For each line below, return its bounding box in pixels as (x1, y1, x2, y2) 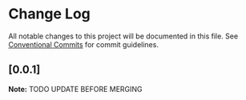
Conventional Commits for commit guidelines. (8, 39, 159, 49)
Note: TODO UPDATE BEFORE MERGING (8, 84, 143, 94)
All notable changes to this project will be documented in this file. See (8, 31, 239, 41)
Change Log (8, 5, 91, 23)
